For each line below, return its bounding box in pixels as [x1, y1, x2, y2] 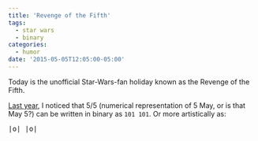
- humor [15, 48, 41, 56]
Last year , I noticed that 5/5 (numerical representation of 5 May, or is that [8, 100, 246, 110]
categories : [8, 41, 47, 49]
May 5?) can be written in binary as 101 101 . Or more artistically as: [8, 109, 226, 118]
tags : [8, 19, 26, 27]
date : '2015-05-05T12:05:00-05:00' [8, 56, 125, 64]
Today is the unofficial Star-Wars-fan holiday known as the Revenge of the [8, 76, 250, 87]
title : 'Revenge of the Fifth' [8, 11, 111, 20]
